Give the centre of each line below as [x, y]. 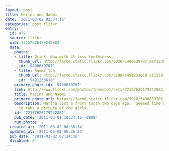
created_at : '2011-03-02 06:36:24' [47, 127]
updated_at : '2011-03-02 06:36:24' [47, 131]
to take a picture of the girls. [54, 108]
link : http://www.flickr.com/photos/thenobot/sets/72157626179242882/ [90, 89]
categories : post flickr [31, 24]
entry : [12, 29]
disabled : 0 [22, 141]
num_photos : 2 [29, 122]
